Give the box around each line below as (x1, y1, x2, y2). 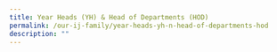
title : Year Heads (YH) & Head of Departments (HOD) (9, 12, 209, 22)
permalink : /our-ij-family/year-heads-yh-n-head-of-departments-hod (9, 21, 269, 30)
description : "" (9, 29, 69, 38)
